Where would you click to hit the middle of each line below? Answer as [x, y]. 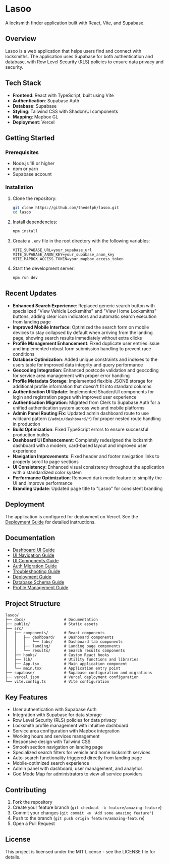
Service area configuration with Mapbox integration [66, 731]
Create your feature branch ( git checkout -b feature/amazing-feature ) [87, 807]
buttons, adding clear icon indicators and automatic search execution [84, 316]
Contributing [26, 790]
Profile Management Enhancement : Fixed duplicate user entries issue [86, 343]
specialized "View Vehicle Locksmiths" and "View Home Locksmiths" [84, 311]
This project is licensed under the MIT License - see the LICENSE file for [80, 851]
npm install [25, 231]
